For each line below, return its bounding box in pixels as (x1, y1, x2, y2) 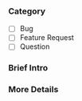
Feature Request (19, 33, 74, 42)
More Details (8, 84, 59, 95)
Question (19, 42, 50, 51)
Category (8, 6, 46, 17)
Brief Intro (8, 63, 49, 74)
